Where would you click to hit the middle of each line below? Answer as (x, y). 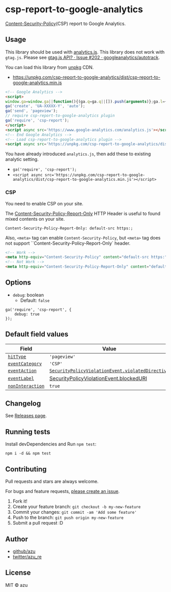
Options (18, 283)
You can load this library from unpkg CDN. (50, 67)
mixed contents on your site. (35, 219)
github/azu (24, 551)
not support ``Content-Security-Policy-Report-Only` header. (68, 243)
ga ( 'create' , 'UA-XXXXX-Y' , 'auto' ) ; (45, 106)
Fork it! (20, 501)
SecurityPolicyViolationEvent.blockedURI (98, 378)
